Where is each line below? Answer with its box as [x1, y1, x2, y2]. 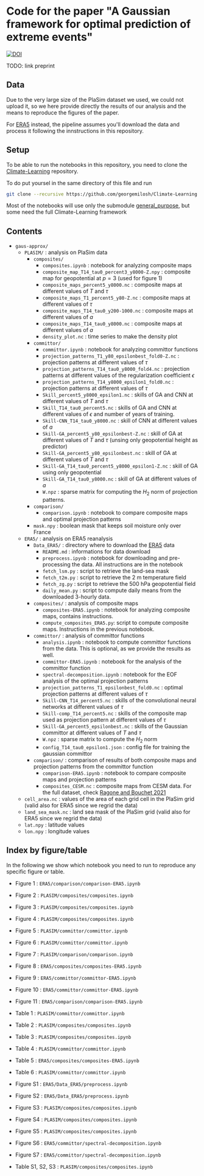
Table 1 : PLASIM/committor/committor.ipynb [15, 1009, 125, 1016]
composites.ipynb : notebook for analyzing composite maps [42, 262, 192, 269]
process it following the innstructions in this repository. [6, 127, 144, 135]
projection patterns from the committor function [33, 762, 153, 770]
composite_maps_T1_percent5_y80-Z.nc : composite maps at [42, 294, 191, 301]
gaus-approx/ [15, 244, 49, 250]
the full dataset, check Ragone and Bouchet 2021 [42, 789, 166, 796]
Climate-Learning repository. [6, 167, 79, 175]
